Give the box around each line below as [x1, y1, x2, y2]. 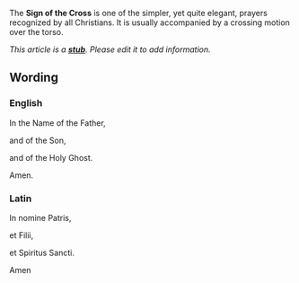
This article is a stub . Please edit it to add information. [9, 44, 211, 55]
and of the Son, [9, 135, 66, 146]
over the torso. [9, 27, 64, 37]
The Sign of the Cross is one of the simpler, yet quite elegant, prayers [9, 8, 268, 18]
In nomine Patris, [9, 212, 72, 223]
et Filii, [9, 229, 34, 241]
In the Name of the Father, [9, 117, 106, 128]
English [9, 97, 43, 110]
